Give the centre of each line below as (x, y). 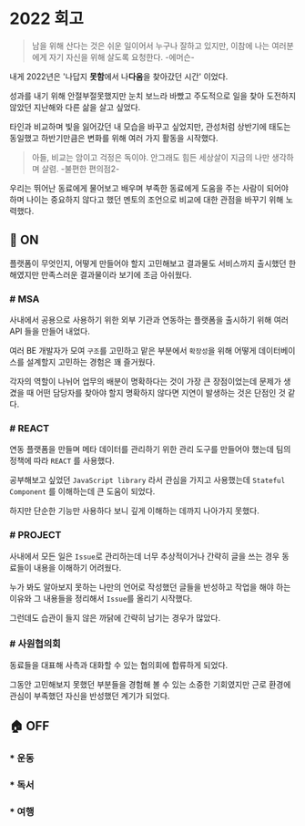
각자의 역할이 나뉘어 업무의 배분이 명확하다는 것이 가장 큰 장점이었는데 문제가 (146, 382)
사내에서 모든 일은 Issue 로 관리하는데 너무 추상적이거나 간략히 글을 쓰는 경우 (145, 556)
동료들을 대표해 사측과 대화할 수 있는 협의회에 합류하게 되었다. (119, 665)
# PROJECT (36, 535)
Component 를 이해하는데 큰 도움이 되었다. (82, 491)
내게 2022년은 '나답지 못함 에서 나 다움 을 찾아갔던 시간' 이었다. (119, 76)
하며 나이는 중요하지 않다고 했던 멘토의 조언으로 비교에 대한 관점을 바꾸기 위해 (147, 199)
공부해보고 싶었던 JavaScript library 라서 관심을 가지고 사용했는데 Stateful (147, 480)
